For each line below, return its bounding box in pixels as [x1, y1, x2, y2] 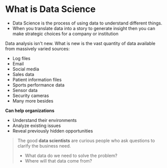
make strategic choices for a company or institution [12, 30, 118, 36]
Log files [12, 55, 31, 61]
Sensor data [12, 87, 38, 93]
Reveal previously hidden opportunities [12, 127, 93, 133]
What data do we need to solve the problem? [24, 152, 117, 158]
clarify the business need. [17, 142, 71, 148]
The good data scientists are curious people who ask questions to [17, 137, 155, 143]
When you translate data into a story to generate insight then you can [12, 25, 155, 31]
